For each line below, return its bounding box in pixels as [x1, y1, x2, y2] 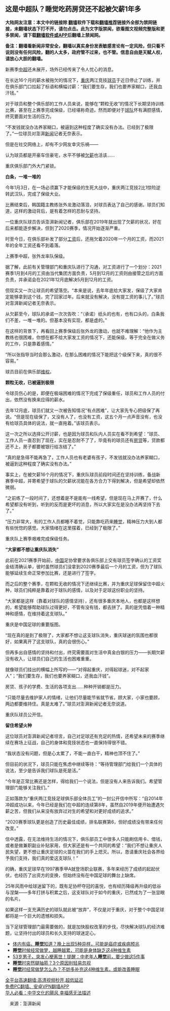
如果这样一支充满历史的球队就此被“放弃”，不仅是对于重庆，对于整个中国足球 [5, 906, 164, 912]
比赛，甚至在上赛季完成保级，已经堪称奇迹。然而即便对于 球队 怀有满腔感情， [5, 107, 165, 113]
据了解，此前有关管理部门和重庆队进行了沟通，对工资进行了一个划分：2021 [5, 264, 162, 270]
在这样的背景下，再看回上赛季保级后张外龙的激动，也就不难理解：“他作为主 [5, 328, 163, 334]
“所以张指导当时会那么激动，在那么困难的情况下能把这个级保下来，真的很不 [5, 351, 163, 357]
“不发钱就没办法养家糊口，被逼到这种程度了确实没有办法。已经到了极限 [5, 124, 154, 130]
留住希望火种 [5, 722, 32, 728]
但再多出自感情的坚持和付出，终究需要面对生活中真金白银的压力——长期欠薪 [5, 649, 165, 655]
